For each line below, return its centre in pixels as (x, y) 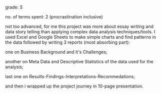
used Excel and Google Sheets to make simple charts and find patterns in (81, 37)
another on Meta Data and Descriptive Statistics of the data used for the (79, 61)
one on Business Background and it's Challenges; (56, 52)
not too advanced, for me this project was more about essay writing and (79, 26)
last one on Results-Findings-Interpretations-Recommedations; (70, 76)
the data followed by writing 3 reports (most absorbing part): (67, 42)
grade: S (14, 7)
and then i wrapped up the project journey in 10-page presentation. (74, 86)
